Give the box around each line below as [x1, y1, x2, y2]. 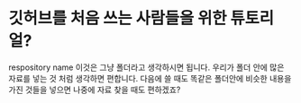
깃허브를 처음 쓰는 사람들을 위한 [8, 8, 227, 29]
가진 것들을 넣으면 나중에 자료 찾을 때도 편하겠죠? [8, 84, 181, 95]
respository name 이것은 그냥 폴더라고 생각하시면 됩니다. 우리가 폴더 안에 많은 [8, 62, 285, 73]
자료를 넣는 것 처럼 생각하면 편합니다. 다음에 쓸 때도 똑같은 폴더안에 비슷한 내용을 [8, 73, 292, 83]
